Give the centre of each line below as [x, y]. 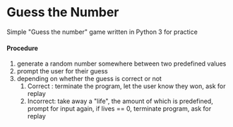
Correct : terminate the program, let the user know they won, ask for [126, 86]
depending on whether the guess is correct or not [89, 79]
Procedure [22, 48]
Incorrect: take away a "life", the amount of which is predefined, [120, 101]
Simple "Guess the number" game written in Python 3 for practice [102, 32]
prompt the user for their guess [62, 71]
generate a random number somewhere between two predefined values [121, 64]
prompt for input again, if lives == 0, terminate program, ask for [119, 109]
